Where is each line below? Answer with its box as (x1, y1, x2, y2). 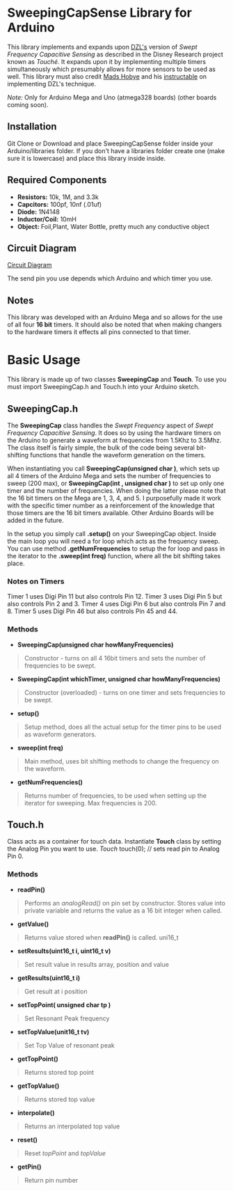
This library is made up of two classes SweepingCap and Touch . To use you (7, 375, 227, 384)
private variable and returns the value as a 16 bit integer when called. (24, 906, 223, 915)
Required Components (7, 174, 107, 186)
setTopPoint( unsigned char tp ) (17, 1000, 111, 1009)
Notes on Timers (7, 576, 65, 586)
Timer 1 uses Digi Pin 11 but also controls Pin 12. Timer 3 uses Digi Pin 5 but (7, 592, 223, 601)
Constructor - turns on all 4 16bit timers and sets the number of (24, 654, 206, 662)
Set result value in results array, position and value (24, 960, 169, 968)
